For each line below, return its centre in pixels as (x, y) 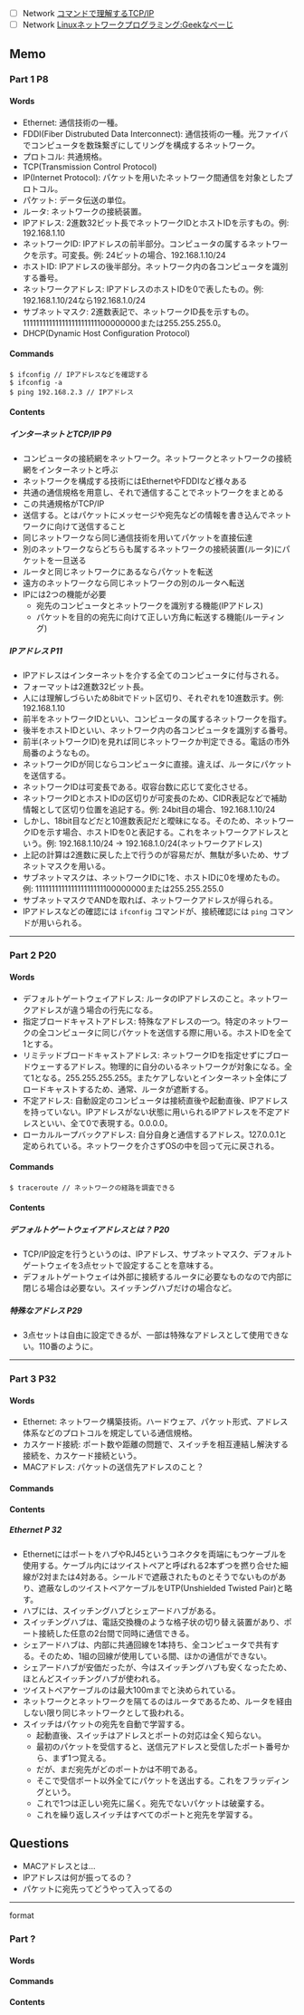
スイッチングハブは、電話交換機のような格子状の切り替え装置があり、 (153, 1622)
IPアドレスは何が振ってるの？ (77, 1877)
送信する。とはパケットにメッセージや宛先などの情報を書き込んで (145, 516)
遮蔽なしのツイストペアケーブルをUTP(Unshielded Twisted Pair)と (161, 1587)
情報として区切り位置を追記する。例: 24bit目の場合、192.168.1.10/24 (149, 810)
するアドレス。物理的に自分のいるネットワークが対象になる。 (169, 1066)
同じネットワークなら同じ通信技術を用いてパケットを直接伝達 (138, 538)
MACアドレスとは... (59, 1866)
